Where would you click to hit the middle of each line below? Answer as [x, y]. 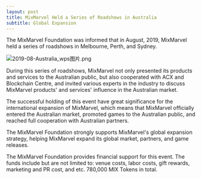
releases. [17, 145]
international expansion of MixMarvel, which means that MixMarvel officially [100, 108]
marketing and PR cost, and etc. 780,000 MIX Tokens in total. [82, 169]
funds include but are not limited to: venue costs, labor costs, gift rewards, [98, 163]
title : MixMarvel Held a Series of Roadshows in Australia [82, 17]
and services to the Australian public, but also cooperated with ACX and [95, 77]
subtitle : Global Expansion [41, 23]
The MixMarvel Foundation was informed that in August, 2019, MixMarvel [97, 40]
